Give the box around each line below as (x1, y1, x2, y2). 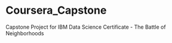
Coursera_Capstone (5, 4, 107, 17)
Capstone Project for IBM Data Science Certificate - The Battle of (5, 23, 166, 30)
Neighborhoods (5, 29, 44, 36)
